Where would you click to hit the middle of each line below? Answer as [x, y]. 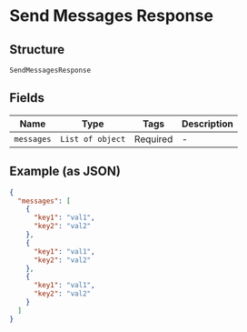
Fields [27, 98]
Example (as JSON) [65, 171]
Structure [37, 50]
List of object [93, 139]
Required [154, 139]
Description [207, 124]
